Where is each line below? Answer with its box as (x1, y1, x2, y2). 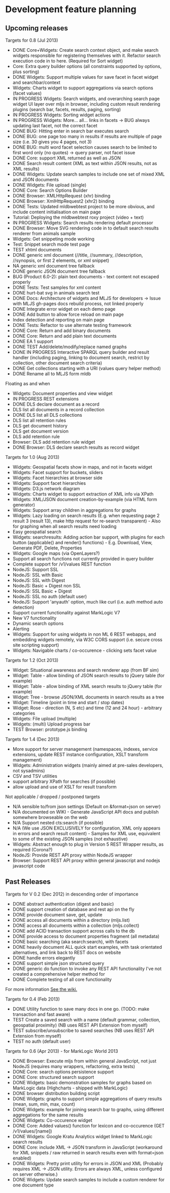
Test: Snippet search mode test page (12, 241, 90, 247)
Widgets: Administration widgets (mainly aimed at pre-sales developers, (12, 763, 163, 768)
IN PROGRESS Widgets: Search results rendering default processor (12, 220, 153, 225)
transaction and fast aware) (12, 1011, 71, 1017)
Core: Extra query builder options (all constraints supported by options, (12, 63, 162, 69)
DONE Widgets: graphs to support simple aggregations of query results (12, 1096, 162, 1102)
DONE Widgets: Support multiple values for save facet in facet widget (12, 74, 159, 80)
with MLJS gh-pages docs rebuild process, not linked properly (12, 301, 144, 307)
